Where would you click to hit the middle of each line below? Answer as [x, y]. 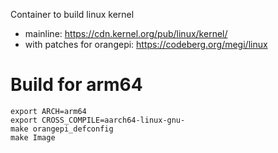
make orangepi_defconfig [62, 129]
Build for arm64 [76, 85]
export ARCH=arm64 [48, 111]
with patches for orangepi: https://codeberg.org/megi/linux [146, 44]
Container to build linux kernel [72, 14]
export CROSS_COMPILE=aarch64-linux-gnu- [98, 120]
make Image [33, 137]
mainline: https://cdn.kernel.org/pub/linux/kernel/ [126, 33]
